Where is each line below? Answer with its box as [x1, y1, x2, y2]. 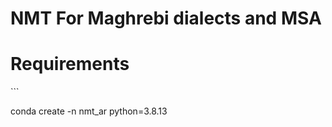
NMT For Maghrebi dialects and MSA [10, 7, 322, 30]
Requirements [10, 53, 130, 76]
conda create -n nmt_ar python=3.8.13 [10, 105, 168, 117]
